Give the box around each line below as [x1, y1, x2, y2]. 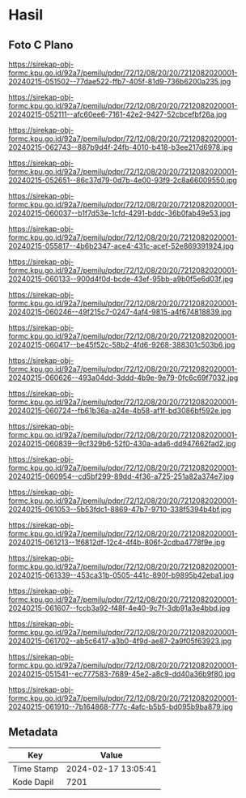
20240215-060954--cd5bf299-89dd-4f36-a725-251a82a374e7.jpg [8, 472, 235, 481]
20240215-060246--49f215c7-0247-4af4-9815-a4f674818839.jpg [8, 307, 232, 317]
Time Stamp [12, 763, 59, 775]
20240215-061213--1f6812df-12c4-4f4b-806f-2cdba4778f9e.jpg [8, 537, 225, 547]
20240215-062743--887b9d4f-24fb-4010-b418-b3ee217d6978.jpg [8, 143, 233, 151]
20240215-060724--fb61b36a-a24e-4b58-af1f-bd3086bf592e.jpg [8, 406, 231, 415]
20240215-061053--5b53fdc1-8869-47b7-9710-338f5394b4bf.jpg [8, 505, 232, 514]
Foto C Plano [8, 38, 74, 52]
